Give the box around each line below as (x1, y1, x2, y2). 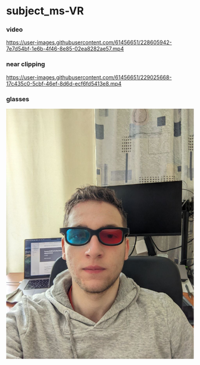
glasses (6, 95, 30, 103)
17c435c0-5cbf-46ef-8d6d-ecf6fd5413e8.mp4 (6, 80, 122, 87)
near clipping (6, 60, 46, 68)
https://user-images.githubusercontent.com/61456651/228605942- (6, 39, 172, 46)
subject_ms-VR (6, 4, 85, 18)
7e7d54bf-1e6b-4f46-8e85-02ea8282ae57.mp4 (6, 45, 124, 52)
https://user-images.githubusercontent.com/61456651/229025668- (6, 73, 172, 81)
